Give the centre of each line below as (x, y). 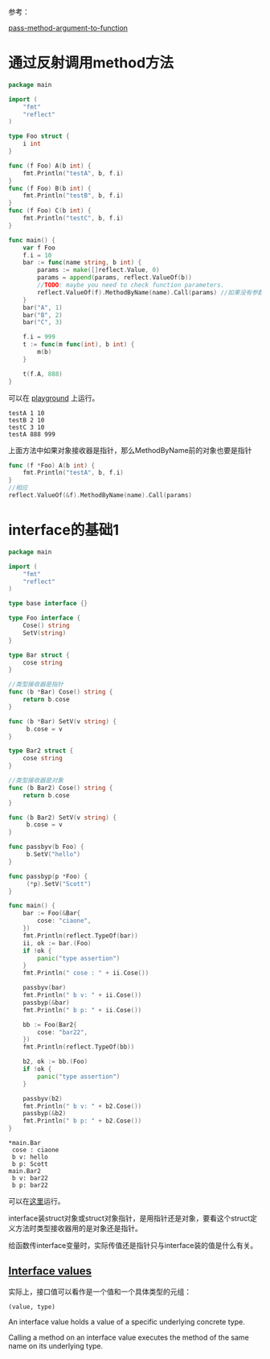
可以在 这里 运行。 (37, 1201)
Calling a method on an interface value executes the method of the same (129, 1337)
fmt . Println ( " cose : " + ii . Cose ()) (86, 973)
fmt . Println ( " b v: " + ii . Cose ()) (82, 995)
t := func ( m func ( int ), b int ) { (79, 344)
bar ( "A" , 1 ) (43, 307)
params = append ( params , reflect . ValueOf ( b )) (115, 278)
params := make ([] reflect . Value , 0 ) (98, 270)
